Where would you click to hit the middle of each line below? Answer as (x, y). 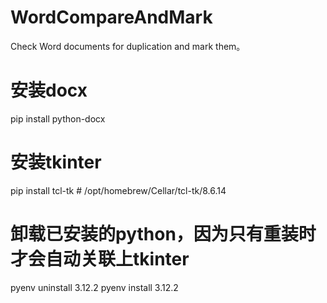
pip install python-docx (58, 118)
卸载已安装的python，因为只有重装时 (163, 234)
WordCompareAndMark (111, 17)
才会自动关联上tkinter (100, 259)
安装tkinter (56, 162)
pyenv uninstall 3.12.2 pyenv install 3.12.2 (94, 287)
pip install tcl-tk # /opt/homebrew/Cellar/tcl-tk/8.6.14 (118, 190)
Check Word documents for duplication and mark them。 (128, 46)
